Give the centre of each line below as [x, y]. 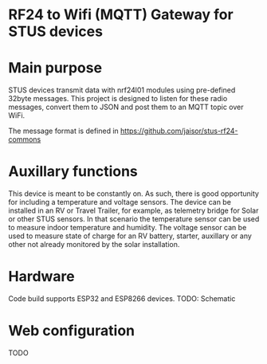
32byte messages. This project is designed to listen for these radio [118, 99]
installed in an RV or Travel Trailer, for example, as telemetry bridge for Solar [133, 211]
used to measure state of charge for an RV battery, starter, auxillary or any [130, 236]
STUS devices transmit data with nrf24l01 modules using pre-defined [122, 90]
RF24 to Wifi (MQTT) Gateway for [121, 15]
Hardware [41, 277]
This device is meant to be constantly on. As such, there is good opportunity [133, 194]
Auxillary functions [73, 172]
